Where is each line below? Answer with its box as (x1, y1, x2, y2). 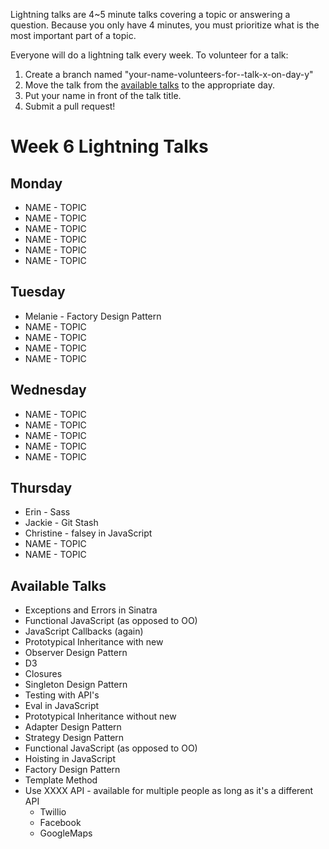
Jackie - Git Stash (24, 517, 99, 529)
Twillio (39, 806, 67, 818)
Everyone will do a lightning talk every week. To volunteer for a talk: (10, 49, 289, 61)
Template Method (24, 774, 98, 786)
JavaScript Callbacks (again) (24, 625, 144, 638)
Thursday (10, 480, 73, 497)
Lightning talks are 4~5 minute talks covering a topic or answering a (10, 9, 291, 20)
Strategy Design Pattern (24, 732, 125, 744)
